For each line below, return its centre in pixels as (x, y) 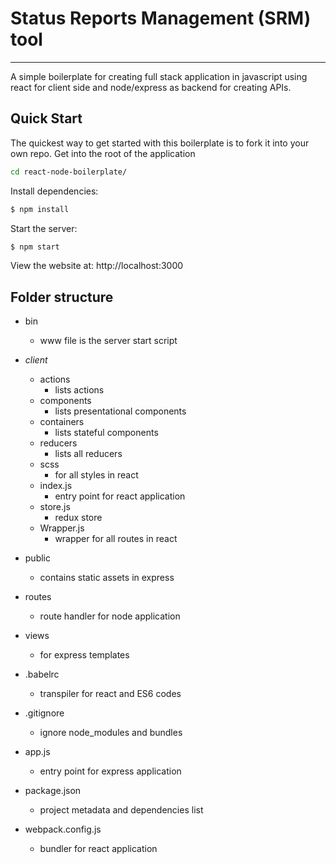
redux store (78, 518)
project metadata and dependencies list (121, 810)
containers (62, 422)
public (37, 558)
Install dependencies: (54, 191)
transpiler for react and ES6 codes (110, 694)
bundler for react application (98, 849)
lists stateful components (106, 433)
